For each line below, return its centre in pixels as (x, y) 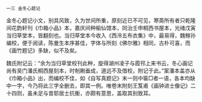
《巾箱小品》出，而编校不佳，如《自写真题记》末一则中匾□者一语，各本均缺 (101, 78)
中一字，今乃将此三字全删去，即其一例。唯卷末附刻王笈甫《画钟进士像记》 (98, 85)
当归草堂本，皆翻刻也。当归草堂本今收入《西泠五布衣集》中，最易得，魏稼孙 (101, 35)
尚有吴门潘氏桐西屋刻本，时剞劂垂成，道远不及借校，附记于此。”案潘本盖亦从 (101, 70)
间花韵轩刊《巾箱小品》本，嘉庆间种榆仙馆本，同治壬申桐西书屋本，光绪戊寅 (101, 28)
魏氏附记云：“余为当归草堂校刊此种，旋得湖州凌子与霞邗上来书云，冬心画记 (100, 63)
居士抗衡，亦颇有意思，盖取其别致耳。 (106, 93)
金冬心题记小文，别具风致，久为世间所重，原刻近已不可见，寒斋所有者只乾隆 (101, 20)
